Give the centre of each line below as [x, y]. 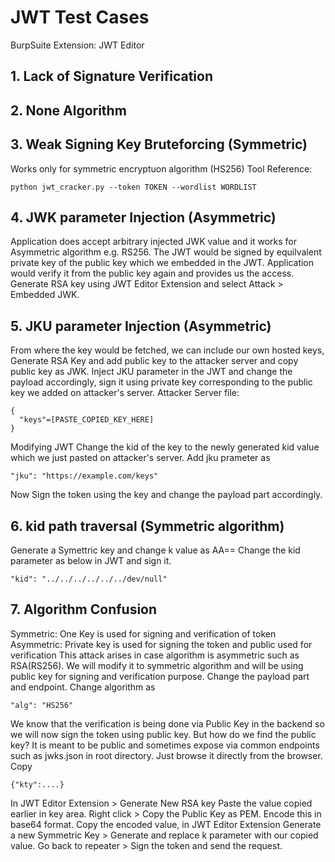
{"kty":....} [37, 784]
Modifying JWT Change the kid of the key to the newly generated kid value [165, 447]
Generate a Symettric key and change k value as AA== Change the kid [155, 550]
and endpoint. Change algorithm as [83, 687]
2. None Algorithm [68, 110]
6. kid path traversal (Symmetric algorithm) [147, 526]
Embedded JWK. [45, 295]
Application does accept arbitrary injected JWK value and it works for [154, 242]
